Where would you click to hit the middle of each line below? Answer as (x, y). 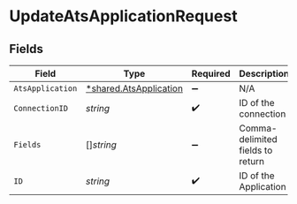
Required (211, 74)
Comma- (258, 128)
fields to (256, 150)
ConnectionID (41, 108)
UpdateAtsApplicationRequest (123, 16)
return (252, 161)
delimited (259, 139)
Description (264, 74)
